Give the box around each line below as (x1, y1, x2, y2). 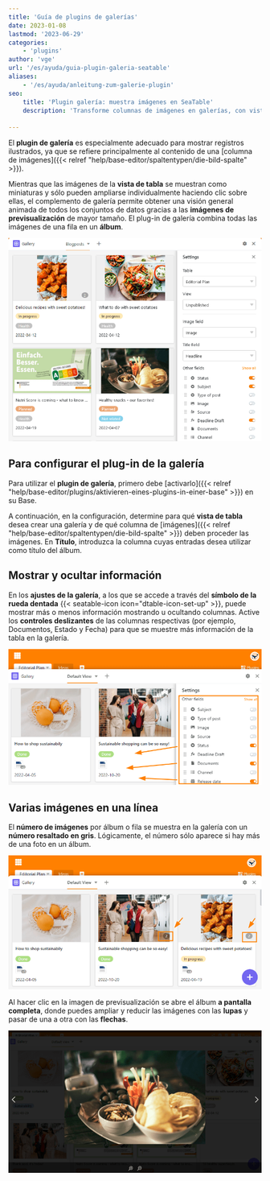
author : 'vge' (8, 56, 56, 64)
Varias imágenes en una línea (8, 801, 159, 815)
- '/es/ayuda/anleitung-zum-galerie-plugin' (22, 81, 174, 89)
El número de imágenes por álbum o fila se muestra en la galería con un (8, 822, 247, 832)
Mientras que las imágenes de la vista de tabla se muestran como (8, 180, 227, 189)
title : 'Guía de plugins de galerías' (8, 13, 138, 21)
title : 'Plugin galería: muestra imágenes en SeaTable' (22, 97, 215, 106)
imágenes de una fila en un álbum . (8, 222, 123, 232)
